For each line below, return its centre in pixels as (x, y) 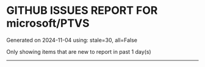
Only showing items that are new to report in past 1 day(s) (79, 51)
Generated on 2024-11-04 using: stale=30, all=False (72, 40)
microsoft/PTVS (48, 23)
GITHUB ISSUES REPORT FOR (82, 11)
